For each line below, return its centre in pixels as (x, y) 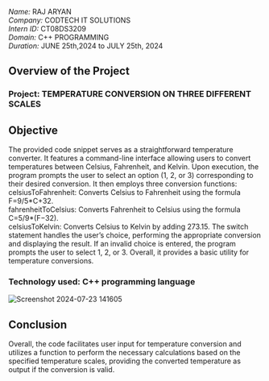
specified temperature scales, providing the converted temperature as (125, 361)
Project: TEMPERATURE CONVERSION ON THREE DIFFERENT (130, 94)
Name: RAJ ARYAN (40, 12)
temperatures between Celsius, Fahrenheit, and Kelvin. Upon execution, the (134, 167)
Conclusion (38, 324)
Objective (33, 130)
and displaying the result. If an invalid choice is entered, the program (122, 244)
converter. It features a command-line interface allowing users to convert (130, 158)
